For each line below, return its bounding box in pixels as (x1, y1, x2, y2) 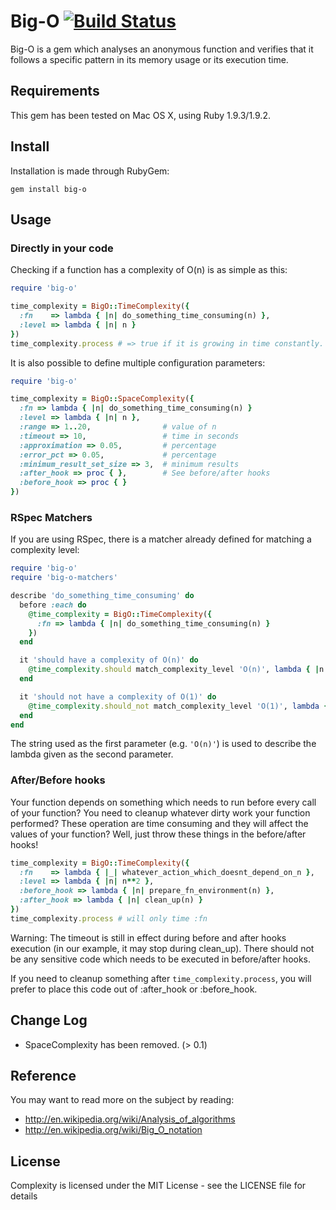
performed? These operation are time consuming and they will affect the (10, 817, 309, 829)
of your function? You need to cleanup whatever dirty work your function (10, 806, 311, 819)
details (10, 1190, 38, 1202)
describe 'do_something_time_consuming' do (10, 591, 195, 601)
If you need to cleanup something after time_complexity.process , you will (10, 972, 312, 984)
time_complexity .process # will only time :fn (10, 913, 208, 924)
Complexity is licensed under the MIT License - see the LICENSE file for (10, 1180, 307, 1192)
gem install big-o (10, 184, 87, 194)
